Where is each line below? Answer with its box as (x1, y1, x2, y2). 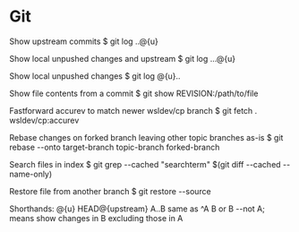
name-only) (9, 168, 53, 179)
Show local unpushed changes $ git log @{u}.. (9, 70, 181, 82)
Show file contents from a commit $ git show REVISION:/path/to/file (9, 88, 259, 99)
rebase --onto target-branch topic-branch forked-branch (9, 142, 220, 152)
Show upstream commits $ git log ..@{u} (9, 36, 159, 47)
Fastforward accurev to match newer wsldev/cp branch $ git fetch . (9, 105, 258, 116)
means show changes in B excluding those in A (9, 212, 184, 223)
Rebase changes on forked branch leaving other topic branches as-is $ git (9, 132, 284, 142)
